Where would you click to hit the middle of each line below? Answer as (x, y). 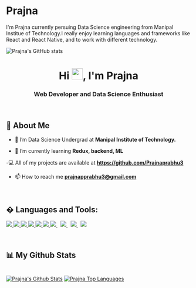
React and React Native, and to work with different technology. (82, 39)
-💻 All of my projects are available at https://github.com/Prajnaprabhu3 (95, 163)
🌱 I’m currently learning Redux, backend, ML (69, 151)
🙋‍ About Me (28, 125)
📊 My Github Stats (41, 255)
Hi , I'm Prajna (99, 76)
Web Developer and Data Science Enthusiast (99, 94)
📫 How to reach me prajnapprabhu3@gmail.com (75, 177)
